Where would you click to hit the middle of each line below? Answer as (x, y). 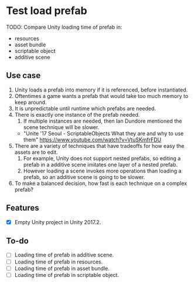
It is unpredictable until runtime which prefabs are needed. (85, 108)
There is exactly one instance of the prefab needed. (77, 114)
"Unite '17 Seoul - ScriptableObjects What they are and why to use (103, 133)
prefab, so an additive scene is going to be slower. (84, 177)
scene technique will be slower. (61, 127)
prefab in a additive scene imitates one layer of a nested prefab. (100, 164)
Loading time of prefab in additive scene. (64, 255)
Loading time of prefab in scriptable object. (67, 275)
